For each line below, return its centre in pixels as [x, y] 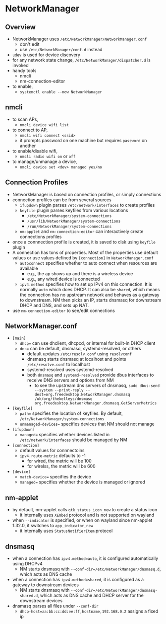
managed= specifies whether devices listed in [65, 435]
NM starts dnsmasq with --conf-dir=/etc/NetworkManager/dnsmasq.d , [90, 569]
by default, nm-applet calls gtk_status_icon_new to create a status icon [85, 510]
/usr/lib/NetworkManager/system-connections [74, 221]
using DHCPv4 [28, 564]
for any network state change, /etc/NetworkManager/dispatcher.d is [82, 60]
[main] [19, 338]
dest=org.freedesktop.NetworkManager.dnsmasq [82, 395]
